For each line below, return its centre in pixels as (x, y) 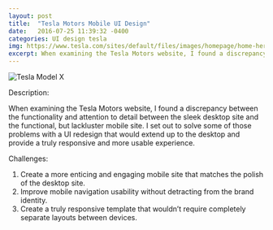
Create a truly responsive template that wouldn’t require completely (133, 209)
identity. (34, 200)
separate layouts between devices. (79, 217)
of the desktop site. (52, 183)
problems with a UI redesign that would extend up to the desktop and (124, 134)
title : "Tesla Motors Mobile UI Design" (80, 24)
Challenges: (28, 158)
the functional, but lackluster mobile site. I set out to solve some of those (130, 126)
